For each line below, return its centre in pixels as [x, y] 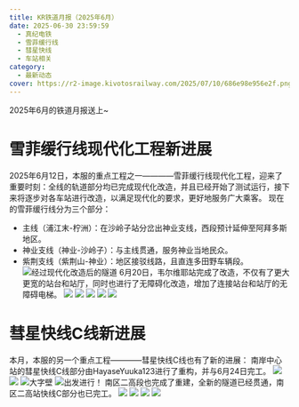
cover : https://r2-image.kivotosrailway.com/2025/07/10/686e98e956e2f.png [151, 84]
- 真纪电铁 [35, 34]
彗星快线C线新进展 [77, 333]
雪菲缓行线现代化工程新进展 [111, 149]
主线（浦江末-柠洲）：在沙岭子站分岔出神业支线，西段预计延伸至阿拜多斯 [154, 227]
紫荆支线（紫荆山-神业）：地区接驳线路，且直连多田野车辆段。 [135, 261]
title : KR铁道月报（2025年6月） [64, 17]
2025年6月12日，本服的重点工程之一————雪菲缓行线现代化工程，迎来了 [146, 175]
